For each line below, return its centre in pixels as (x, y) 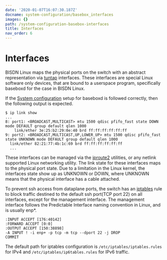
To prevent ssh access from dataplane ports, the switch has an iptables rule (84, 189)
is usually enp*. (21, 210)
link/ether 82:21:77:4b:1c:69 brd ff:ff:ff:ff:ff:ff (66, 144)
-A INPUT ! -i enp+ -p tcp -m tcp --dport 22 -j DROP (63, 233)
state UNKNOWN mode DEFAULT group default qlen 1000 (62, 139)
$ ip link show (21, 113)
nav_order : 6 (19, 33)
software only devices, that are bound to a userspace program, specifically (83, 83)
